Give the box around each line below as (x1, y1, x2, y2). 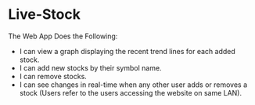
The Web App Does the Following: (8, 31, 118, 41)
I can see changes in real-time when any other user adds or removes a (19, 80, 248, 89)
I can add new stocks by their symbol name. (19, 63, 162, 72)
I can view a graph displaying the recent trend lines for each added (19, 46, 236, 56)
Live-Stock (8, 5, 81, 24)
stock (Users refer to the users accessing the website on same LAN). (19, 88, 242, 97)
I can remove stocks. (19, 71, 88, 81)
